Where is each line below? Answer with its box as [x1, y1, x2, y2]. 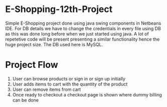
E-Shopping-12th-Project [5, 4, 113, 15]
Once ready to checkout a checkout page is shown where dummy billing [12, 91, 162, 97]
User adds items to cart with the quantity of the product [12, 81, 128, 87]
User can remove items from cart [12, 86, 81, 92]
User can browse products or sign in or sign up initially [12, 75, 125, 81]
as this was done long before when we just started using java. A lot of [5, 31, 149, 37]
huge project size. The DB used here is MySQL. [5, 41, 103, 47]
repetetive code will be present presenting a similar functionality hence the [5, 36, 160, 42]
